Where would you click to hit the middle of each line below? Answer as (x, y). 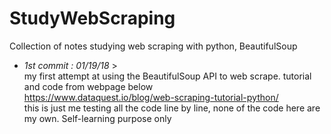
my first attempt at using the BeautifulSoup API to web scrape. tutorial (167, 76)
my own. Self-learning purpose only (97, 118)
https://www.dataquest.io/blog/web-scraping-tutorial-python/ (151, 97)
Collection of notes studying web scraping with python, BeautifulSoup (153, 46)
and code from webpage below (88, 86)
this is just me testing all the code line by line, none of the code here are (172, 108)
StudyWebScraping (92, 18)
